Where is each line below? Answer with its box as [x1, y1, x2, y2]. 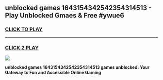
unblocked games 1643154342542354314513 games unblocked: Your [5, 64, 150, 70]
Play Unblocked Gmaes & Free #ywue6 [5, 12, 125, 20]
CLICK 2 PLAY [5, 44, 39, 51]
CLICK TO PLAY [5, 26, 43, 33]
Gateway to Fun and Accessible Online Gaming [5, 69, 101, 75]
